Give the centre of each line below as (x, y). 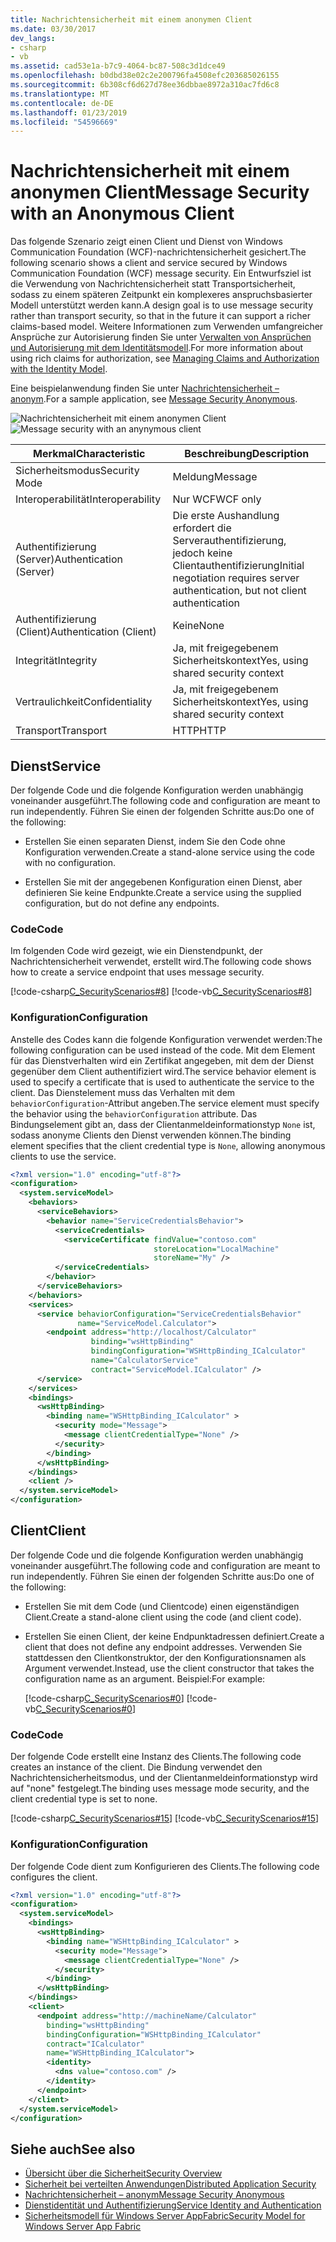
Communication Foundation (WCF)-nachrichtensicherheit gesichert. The (158, 252)
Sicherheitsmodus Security (77, 471)
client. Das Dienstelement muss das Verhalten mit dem (123, 1092)
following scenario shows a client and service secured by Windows (149, 263)
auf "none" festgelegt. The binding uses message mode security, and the (160, 1788)
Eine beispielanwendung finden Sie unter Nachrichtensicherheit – (145, 388)
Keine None (198, 626)
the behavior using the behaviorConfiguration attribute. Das (134, 1113)
